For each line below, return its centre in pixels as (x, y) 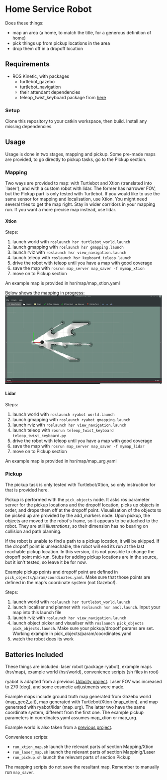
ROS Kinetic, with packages (41, 76)
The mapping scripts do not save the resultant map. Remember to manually (82, 767)
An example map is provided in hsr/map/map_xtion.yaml (63, 283)
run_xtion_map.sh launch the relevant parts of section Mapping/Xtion (83, 747)
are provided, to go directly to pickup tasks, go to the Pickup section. (76, 159)
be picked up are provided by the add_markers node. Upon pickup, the (78, 516)
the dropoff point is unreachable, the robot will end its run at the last (75, 546)
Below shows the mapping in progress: (45, 293)
